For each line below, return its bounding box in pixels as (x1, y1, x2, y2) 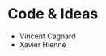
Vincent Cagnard (19, 31, 76, 41)
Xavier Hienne (19, 39, 66, 49)
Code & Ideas (7, 5, 99, 23)
